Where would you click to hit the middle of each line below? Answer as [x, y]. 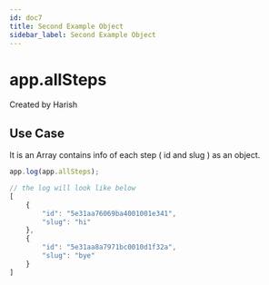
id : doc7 [26, 18]
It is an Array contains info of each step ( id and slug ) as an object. [135, 155]
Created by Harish [44, 104]
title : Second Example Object [67, 26]
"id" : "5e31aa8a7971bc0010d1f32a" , [110, 247]
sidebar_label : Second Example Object [83, 34]
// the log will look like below [73, 188]
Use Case [37, 133]
